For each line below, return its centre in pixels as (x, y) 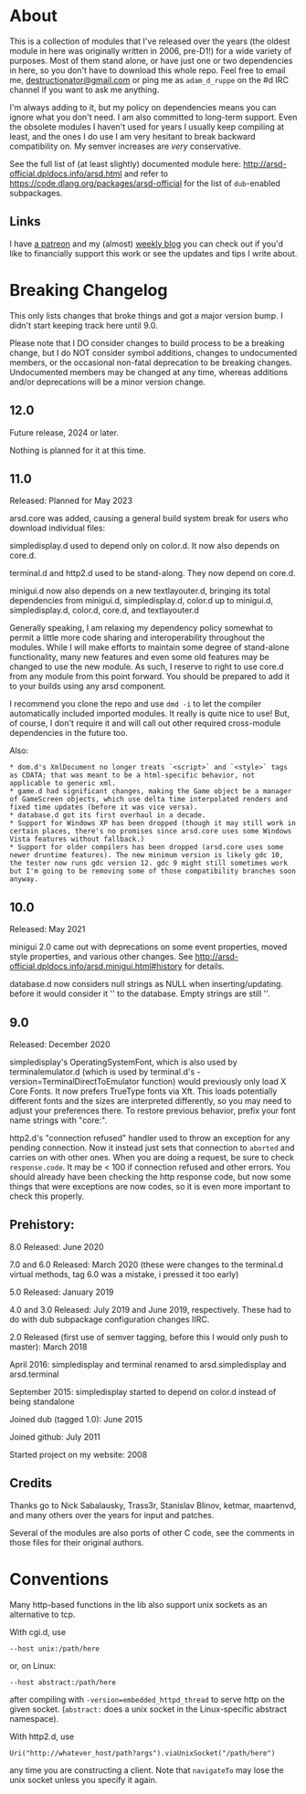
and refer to (146, 173)
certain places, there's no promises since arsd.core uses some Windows (151, 832)
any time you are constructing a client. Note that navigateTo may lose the (147, 1770)
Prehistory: (42, 1225)
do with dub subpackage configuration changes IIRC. (110, 1319)
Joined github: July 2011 (55, 1437)
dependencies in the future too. (69, 733)
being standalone (42, 1401)
